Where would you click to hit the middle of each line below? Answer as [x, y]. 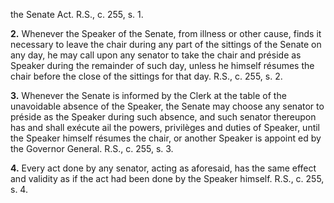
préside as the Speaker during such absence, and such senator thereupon [163, 117]
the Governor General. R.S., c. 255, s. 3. [92, 148]
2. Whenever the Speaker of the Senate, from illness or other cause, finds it [166, 33]
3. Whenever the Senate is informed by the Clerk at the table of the [148, 95]
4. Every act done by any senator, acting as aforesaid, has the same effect [163, 168]
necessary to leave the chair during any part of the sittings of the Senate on [166, 44]
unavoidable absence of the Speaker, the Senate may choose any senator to [167, 106]
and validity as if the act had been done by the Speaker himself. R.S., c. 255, [167, 178]
